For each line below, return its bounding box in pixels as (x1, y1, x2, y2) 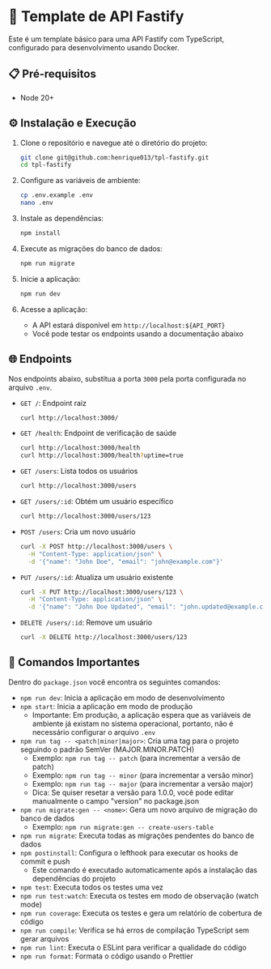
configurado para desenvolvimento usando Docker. (8, 42, 180, 52)
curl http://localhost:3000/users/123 (19, 512, 151, 520)
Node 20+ (19, 92, 55, 102)
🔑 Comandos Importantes (8, 655, 140, 669)
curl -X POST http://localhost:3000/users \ (19, 542, 173, 550)
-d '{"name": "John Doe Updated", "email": (28, 603, 176, 611)
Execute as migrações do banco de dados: (19, 243, 163, 254)
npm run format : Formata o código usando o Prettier (19, 951, 193, 961)
